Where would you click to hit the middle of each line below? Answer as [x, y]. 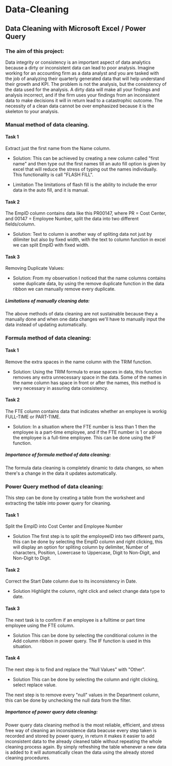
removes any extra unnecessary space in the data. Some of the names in [90, 377]
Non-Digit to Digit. [32, 558]
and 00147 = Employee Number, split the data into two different [72, 219]
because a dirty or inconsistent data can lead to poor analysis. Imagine [80, 67]
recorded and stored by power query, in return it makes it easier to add [80, 736]
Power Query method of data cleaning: [55, 487]
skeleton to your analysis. [32, 111]
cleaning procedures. [28, 758]
